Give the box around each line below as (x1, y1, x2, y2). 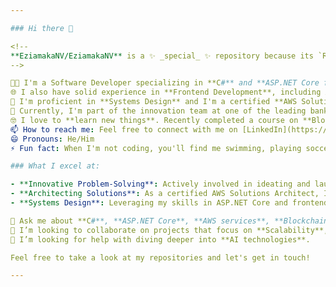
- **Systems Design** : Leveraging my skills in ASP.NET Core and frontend (10, 198, 329, 208)
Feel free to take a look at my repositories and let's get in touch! (10, 252, 311, 263)
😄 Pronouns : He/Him (10, 134, 95, 144)
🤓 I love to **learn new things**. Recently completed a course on (10, 115, 299, 125)
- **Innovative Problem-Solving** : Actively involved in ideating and (10, 179, 311, 190)
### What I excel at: (10, 161, 101, 171)
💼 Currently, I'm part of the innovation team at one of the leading (10, 106, 307, 116)
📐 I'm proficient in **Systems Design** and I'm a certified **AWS (10, 97, 298, 107)
